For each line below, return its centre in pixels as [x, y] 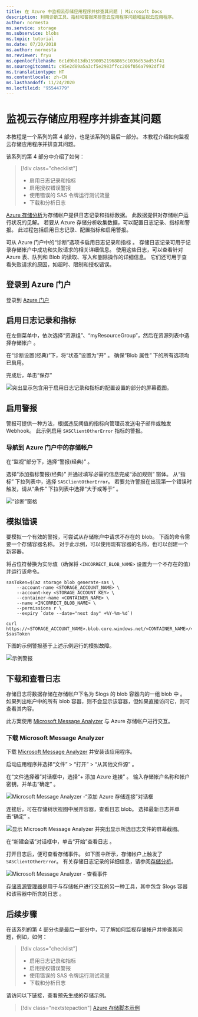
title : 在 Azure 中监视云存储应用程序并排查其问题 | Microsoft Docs [85, 11]
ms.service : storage [32, 28]
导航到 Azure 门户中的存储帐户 [49, 448]
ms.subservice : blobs [33, 34]
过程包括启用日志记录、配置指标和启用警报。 [77, 230]
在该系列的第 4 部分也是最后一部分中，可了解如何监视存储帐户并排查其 [92, 930]
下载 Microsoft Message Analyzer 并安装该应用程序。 [71, 752]
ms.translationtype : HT [35, 72]
